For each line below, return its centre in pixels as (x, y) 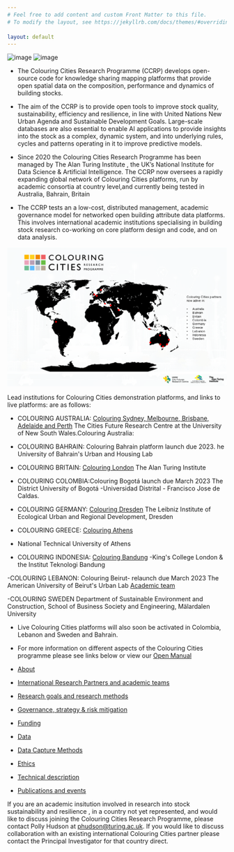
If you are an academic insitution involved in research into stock (99, 804)
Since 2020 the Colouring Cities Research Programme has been (109, 157)
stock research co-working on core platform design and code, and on (117, 230)
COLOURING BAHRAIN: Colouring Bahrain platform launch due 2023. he (121, 447)
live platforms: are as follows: (49, 405)
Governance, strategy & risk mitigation (72, 709)
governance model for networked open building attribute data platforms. (121, 215)
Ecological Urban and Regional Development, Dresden (95, 516)
